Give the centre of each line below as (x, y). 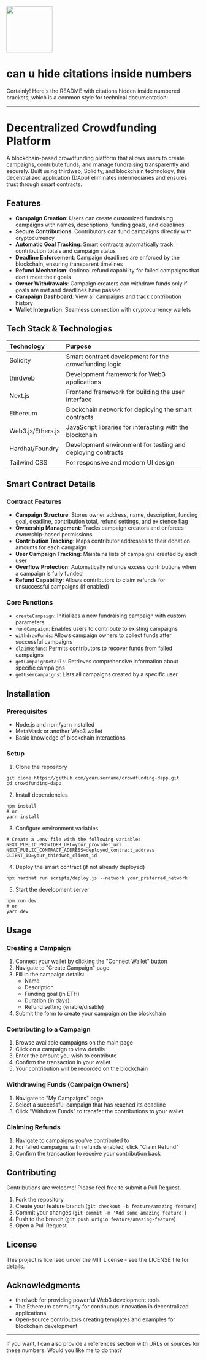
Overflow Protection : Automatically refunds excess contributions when (105, 567)
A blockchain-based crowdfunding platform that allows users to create (96, 158)
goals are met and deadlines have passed (68, 290)
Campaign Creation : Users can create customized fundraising (94, 218)
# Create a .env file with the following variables (74, 840)
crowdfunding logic (94, 364)
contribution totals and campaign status (66, 250)
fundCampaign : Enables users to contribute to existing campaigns (96, 629)
